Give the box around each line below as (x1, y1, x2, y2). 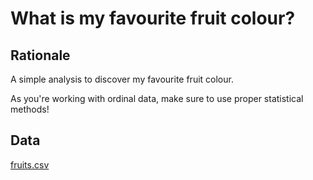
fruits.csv (10, 158, 50, 171)
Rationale (10, 47, 71, 64)
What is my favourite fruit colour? (10, 7, 296, 30)
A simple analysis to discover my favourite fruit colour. (10, 73, 234, 85)
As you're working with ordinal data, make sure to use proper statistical (10, 93, 304, 104)
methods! (10, 103, 50, 115)
